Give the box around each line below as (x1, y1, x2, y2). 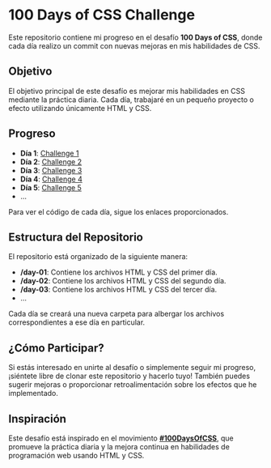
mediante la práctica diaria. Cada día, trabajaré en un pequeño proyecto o (8, 95, 255, 104)
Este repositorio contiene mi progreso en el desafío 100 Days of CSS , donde (8, 32, 263, 42)
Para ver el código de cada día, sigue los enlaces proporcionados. (8, 206, 229, 216)
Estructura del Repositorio (8, 230, 143, 244)
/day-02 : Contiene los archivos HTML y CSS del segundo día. (19, 276, 227, 286)
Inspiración (8, 411, 67, 426)
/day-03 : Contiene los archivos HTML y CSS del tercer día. (19, 285, 218, 295)
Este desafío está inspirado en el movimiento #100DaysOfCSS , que (8, 433, 234, 443)
